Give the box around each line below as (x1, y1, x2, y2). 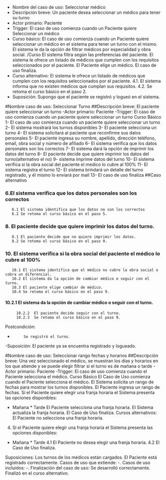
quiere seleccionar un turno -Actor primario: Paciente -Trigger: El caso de (5, 109, 155, 115)
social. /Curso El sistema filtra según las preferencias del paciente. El (12, 52, 154, 58)
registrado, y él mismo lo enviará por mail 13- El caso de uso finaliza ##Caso (5, 172, 161, 178)
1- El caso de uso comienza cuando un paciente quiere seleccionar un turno (5, 119, 161, 125)
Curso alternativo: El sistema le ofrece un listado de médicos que (12, 73, 145, 78)
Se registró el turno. (23, 335, 70, 340)
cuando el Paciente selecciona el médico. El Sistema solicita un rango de (5, 379, 154, 385)
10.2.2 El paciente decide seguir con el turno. (16, 311, 121, 316)
